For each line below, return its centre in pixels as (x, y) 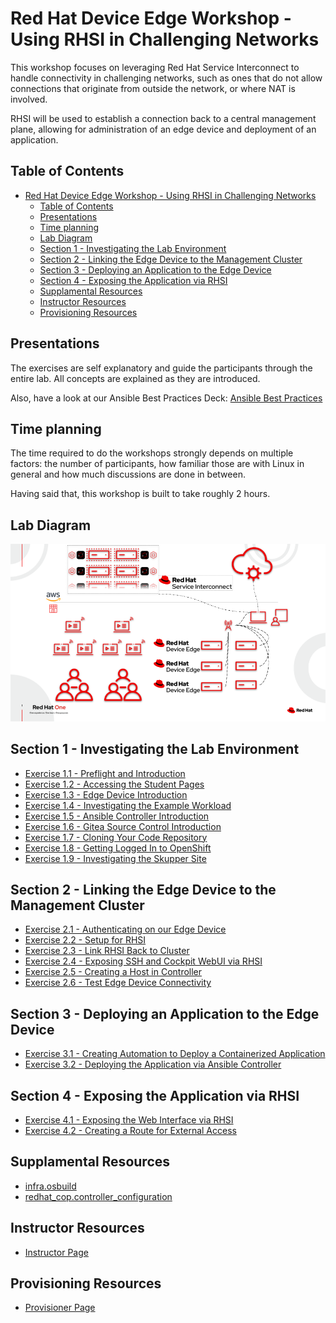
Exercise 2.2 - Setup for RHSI (85, 940)
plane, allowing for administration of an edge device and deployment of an (163, 129)
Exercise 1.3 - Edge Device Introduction (106, 794)
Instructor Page (56, 1252)
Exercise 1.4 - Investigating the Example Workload (128, 805)
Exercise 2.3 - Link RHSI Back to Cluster (107, 951)
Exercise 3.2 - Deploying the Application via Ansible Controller (153, 1064)
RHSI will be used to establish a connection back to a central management (163, 118)
